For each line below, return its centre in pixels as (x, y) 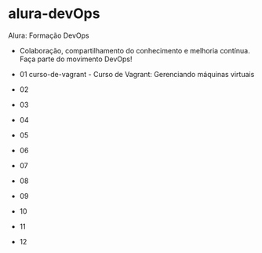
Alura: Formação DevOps (49, 35)
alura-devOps (54, 14)
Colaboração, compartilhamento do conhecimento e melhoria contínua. (135, 50)
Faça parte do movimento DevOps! (76, 59)
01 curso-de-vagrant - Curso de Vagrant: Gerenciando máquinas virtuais (137, 74)
